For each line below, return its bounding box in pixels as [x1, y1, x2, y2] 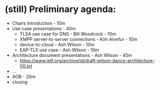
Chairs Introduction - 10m [12, 20, 65, 26]
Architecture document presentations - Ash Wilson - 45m [12, 52, 132, 58]
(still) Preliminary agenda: [5, 4, 116, 15]
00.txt [19, 63, 32, 69]
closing [12, 79, 28, 85]
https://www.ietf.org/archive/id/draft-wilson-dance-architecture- [19, 57, 155, 63]
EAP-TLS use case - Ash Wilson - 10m [19, 47, 99, 53]
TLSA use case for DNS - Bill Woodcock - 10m [19, 31, 116, 37]
